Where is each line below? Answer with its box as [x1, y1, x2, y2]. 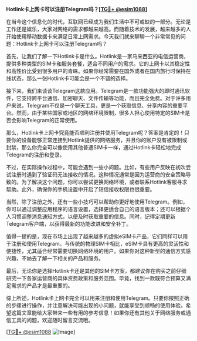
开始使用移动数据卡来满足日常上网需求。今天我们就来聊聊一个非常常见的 [6, 33, 181, 40]
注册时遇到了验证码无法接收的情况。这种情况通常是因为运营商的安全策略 [11, 171, 186, 178]
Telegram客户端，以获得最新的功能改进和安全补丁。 [6, 220, 132, 227]
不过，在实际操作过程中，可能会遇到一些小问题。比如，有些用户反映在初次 [6, 164, 186, 170]
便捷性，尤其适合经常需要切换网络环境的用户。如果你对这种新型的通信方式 [6, 248, 186, 255]
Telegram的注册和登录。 [6, 151, 65, 158]
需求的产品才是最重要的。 [11, 282, 73, 289]
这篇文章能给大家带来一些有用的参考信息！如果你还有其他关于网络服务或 [11, 309, 186, 316]
